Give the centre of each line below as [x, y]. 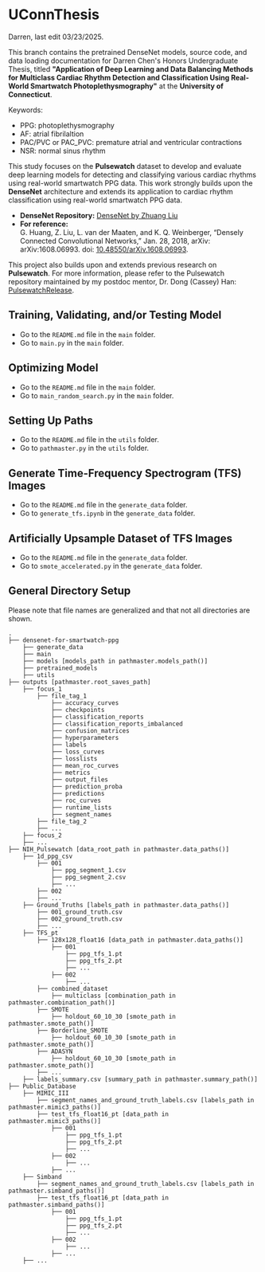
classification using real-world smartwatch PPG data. [95, 200]
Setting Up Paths [51, 420]
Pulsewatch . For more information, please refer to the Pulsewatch [117, 273]
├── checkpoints [78, 710]
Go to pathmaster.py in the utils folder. [84, 448]
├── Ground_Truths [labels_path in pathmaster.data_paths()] [126, 905]
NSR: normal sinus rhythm [62, 151]
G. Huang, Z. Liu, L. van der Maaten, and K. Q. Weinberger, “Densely [132, 232]
